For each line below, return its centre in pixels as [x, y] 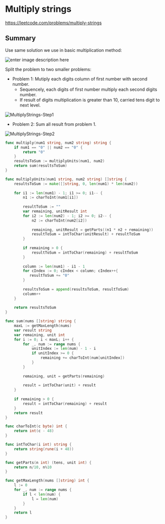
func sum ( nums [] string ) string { [41, 321]
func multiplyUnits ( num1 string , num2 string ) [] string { [66, 179]
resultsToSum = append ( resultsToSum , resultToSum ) [76, 289]
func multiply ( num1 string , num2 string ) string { [58, 143]
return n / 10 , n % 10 [33, 467]
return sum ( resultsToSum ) [41, 166]
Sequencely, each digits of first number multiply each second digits [88, 89]
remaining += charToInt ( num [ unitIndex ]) [82, 358]
